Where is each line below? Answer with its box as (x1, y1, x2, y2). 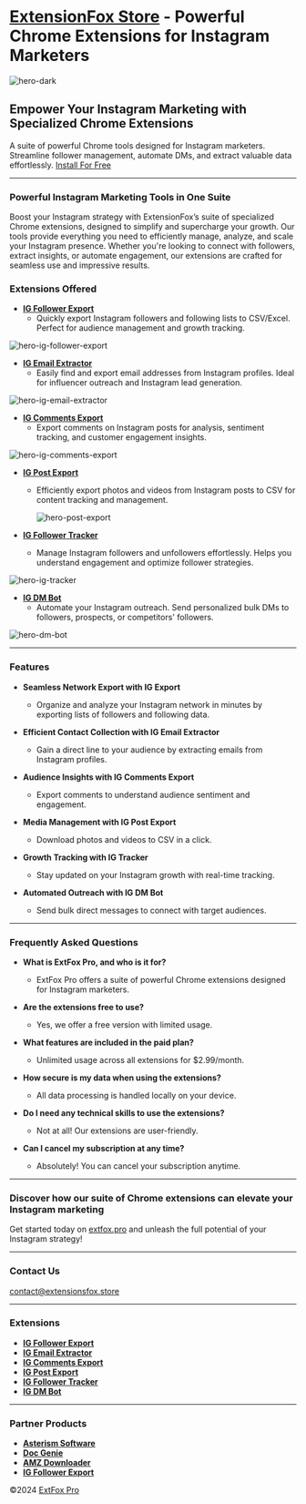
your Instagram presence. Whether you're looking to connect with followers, (9, 240, 296, 251)
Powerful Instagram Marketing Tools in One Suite (9, 190, 231, 203)
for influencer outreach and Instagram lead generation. (36, 377, 243, 388)
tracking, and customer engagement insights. (36, 432, 208, 443)
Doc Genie (22, 1448, 64, 1458)
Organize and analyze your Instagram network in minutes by (36, 699, 262, 710)
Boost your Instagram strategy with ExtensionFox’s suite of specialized (9, 211, 275, 222)
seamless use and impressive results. (9, 260, 150, 271)
